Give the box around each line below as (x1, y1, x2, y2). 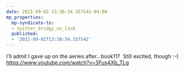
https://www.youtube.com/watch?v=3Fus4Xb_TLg (6, 59, 129, 66)
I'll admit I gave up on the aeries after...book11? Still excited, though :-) (6, 53, 179, 60)
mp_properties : (6, 14, 44, 20)
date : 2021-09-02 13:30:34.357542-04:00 (6, 8, 108, 15)
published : (11, 31, 39, 37)
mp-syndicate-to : (11, 20, 55, 26)
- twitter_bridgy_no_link (11, 25, 76, 32)
